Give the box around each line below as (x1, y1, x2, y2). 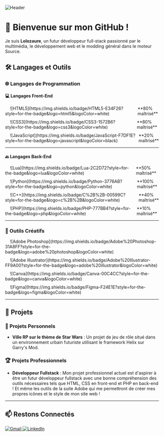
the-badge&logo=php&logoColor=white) (5, 210, 86, 216)
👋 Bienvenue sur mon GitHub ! (5, 22, 129, 33)
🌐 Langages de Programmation (5, 80, 81, 87)
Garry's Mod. (12, 344, 39, 350)
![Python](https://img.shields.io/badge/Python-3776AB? (9, 178, 123, 184)
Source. (5, 48, 21, 54)
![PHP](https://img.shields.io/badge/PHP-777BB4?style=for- (9, 205, 131, 211)
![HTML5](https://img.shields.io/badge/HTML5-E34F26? (9, 105, 123, 111)
